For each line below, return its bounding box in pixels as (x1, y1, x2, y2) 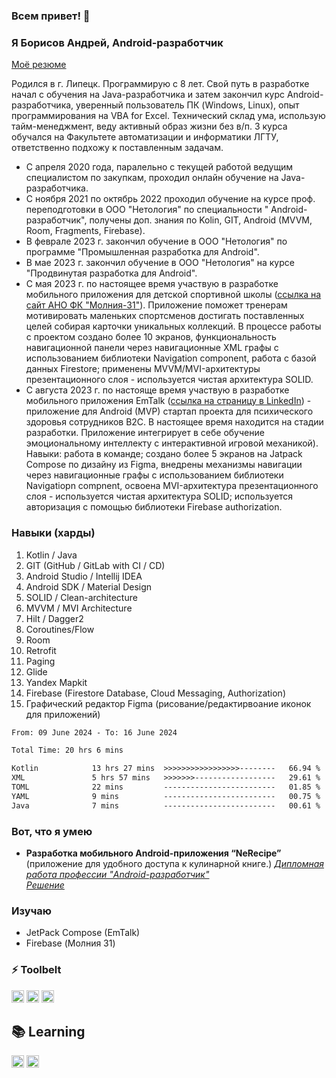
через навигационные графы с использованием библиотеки (25, 469, 284, 481)
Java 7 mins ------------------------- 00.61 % (11, 800, 321, 811)
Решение (25, 879, 65, 891)
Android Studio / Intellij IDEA (25, 570, 143, 582)
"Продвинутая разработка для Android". (25, 267, 198, 279)
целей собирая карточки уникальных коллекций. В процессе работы (25, 320, 322, 333)
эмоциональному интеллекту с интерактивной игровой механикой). (25, 437, 319, 449)
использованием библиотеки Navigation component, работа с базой (25, 352, 317, 364)
